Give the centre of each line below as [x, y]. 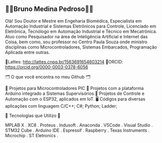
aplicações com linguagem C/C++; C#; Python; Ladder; [61, 106]
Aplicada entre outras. [27, 52]
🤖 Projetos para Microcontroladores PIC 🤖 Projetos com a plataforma [74, 88]
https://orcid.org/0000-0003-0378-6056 [47, 67]
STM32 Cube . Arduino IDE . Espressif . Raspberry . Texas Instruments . [77, 130]
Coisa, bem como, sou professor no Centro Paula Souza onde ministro [76, 42]
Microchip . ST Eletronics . [32, 135]
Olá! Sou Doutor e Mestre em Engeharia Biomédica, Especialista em [74, 21]
